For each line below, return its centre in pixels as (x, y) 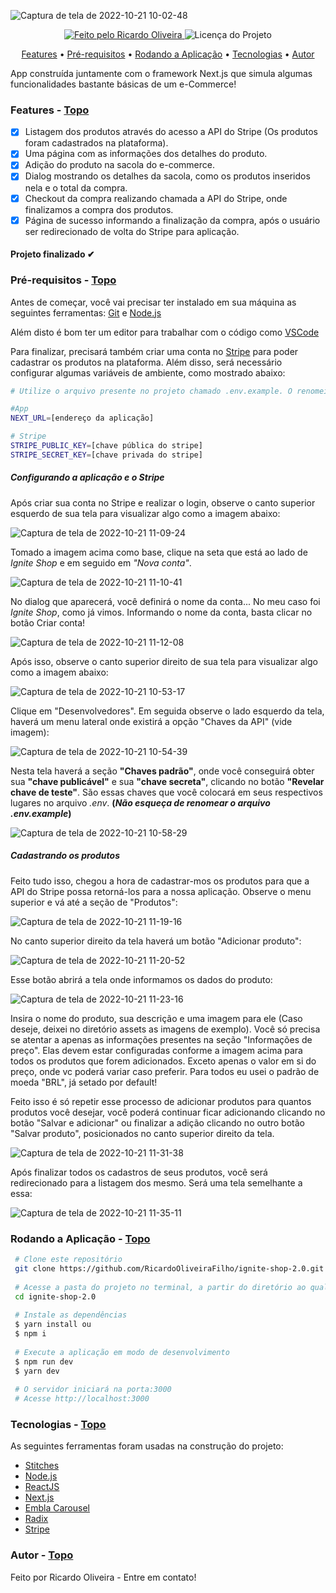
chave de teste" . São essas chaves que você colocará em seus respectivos (166, 792)
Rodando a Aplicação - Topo (80, 1238)
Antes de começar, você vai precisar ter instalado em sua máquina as (153, 302)
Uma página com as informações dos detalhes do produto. (146, 154)
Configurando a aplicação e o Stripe (87, 477)
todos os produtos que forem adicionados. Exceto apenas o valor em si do (163, 1061)
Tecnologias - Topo (58, 1424)
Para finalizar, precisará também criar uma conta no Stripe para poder (154, 351)
